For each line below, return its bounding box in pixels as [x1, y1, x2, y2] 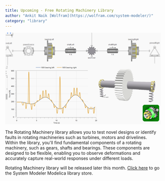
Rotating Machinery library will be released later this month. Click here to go [5, 165, 160, 171]
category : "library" [5, 18, 48, 23]
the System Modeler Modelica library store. [5, 170, 93, 176]
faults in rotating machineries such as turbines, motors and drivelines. [5, 134, 147, 140]
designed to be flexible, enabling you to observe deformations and [5, 150, 141, 156]
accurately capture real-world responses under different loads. [5, 155, 133, 161]
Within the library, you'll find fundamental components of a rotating [5, 140, 142, 145]
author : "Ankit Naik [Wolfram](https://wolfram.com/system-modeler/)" [5, 13, 154, 18]
